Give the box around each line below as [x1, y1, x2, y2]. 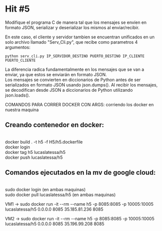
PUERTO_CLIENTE [5, 58, 36, 63]
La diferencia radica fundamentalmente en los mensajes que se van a [5, 66, 144, 72]
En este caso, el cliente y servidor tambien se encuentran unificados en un [5, 34, 155, 40]
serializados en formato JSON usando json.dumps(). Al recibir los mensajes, [5, 82, 158, 88]
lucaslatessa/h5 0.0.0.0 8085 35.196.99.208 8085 [5, 221, 105, 227]
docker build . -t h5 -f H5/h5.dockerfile [5, 139, 83, 145]
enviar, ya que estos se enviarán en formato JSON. [5, 71, 107, 77]
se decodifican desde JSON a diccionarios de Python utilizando [5, 87, 133, 93]
